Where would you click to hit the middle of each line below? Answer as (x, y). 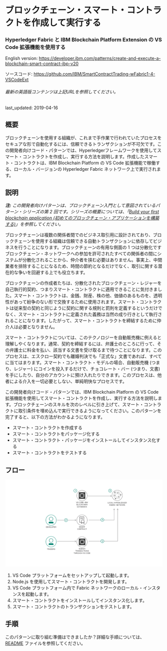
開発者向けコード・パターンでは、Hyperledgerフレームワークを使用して (83, 150)
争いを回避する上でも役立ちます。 (53, 272)
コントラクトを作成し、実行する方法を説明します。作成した (83, 156)
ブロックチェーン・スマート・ (66, 10)
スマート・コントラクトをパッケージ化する (56, 434)
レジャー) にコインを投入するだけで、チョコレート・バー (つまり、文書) (87, 369)
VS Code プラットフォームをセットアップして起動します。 (72, 575)
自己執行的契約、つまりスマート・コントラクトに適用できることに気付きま (82, 289)
